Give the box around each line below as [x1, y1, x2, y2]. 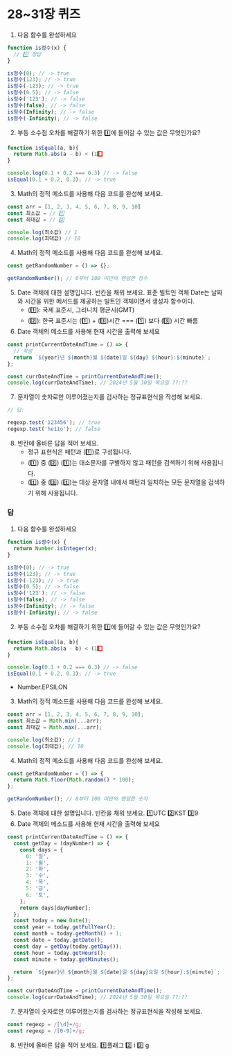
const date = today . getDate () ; [13, 937, 104, 944]
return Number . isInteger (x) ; [13, 545, 98, 552]
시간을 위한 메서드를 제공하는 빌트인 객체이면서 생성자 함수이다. [24, 297, 195, 306]
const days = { [19, 846, 64, 853]
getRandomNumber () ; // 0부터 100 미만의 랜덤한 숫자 [7, 795, 148, 802]
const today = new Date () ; [13, 917, 91, 924]
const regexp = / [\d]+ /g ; [7, 1021, 82, 1028]
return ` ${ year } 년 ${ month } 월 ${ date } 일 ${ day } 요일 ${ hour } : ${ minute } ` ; [13, 968, 220, 976]
